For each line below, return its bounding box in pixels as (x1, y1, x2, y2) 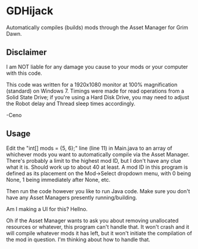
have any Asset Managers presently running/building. (6, 194, 137, 201)
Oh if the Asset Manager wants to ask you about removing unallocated (6, 217, 179, 224)
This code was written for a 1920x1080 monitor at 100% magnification (6, 81, 178, 88)
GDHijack (6, 4, 54, 18)
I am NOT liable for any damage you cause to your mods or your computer (6, 63, 188, 70)
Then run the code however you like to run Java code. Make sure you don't (6, 187, 190, 194)
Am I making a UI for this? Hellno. (6, 205, 88, 212)
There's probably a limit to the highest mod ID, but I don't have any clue (6, 157, 181, 164)
